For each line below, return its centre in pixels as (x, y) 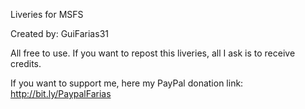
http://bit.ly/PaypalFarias (61, 93)
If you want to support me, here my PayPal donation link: (127, 83)
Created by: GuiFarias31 (59, 33)
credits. (26, 63)
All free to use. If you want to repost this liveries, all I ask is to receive (153, 53)
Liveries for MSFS (47, 14)
